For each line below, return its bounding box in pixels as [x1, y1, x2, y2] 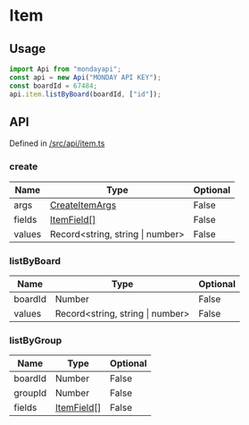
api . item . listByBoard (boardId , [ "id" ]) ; [9, 89, 162, 98]
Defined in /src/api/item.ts [9, 138, 105, 149]
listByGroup [9, 334, 62, 346]
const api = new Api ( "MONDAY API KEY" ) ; [9, 72, 162, 81]
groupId [13, 387, 47, 399]
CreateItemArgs [50, 199, 117, 211]
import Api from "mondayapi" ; [9, 64, 122, 73]
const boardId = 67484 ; [9, 81, 98, 90]
